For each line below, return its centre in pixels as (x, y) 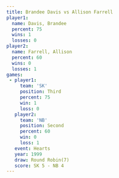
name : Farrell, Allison (42, 52)
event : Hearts (32, 148)
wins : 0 (22, 63)
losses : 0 (24, 40)
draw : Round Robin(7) (42, 160)
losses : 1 (24, 69)
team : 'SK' (34, 86)
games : (15, 75)
